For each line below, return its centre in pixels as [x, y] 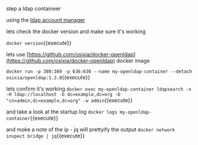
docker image [133, 61]
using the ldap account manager [46, 20]
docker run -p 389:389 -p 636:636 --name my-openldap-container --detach [99, 72]
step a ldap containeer [33, 9]
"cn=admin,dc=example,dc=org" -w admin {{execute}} [69, 100]
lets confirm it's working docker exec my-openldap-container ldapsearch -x [99, 89]
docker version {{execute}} [39, 43]
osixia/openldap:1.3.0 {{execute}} [48, 77]
